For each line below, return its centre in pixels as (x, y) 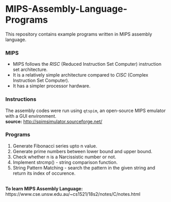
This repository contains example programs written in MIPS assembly (79, 34)
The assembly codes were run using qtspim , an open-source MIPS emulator (85, 111)
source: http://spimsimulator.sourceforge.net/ (54, 121)
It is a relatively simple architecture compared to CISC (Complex (80, 75)
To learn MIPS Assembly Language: (44, 189)
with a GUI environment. (31, 116)
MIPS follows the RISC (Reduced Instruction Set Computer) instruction (87, 64)
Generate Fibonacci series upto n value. (55, 146)
